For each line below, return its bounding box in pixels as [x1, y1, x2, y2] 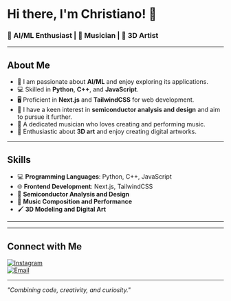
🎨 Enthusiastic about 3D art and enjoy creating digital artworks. [16, 127, 197, 136]
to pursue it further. [16, 113, 72, 121]
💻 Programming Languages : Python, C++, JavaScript [16, 172, 172, 181]
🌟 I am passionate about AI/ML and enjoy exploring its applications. [16, 78, 208, 86]
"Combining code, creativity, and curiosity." [7, 285, 131, 294]
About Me [7, 59, 50, 71]
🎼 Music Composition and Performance [16, 197, 133, 205]
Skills [7, 154, 31, 166]
